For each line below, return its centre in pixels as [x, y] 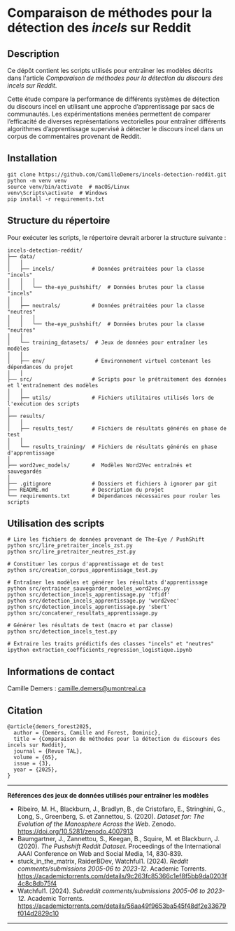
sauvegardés [24, 471]
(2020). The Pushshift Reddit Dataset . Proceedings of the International [119, 846]
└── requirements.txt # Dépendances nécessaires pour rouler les [114, 496]
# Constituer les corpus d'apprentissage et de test [86, 564]
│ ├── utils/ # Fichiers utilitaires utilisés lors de [111, 398]
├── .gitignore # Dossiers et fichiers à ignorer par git [112, 483]
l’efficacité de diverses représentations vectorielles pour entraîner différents [116, 121]
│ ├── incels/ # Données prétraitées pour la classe [106, 269]
